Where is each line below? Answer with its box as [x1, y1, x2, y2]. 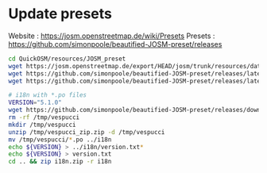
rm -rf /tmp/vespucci [8, 113, 80, 121]
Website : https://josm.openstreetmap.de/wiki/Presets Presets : [8, 31, 215, 40]
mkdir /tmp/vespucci [8, 121, 77, 129]
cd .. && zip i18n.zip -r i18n [8, 158, 112, 166]
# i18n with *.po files [8, 91, 87, 99]
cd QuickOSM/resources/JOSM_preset [8, 55, 126, 63]
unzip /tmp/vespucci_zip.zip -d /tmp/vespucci [8, 128, 165, 136]
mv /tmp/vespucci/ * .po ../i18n [8, 136, 112, 144]
